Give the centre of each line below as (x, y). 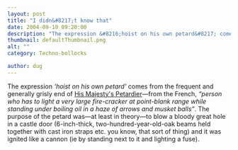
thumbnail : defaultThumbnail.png (57, 40)
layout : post (27, 14)
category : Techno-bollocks (47, 54)
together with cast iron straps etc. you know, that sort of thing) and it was (114, 131)
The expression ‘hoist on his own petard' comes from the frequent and (110, 86)
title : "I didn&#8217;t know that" (60, 21)
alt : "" (19, 47)
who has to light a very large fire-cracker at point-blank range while (107, 101)
